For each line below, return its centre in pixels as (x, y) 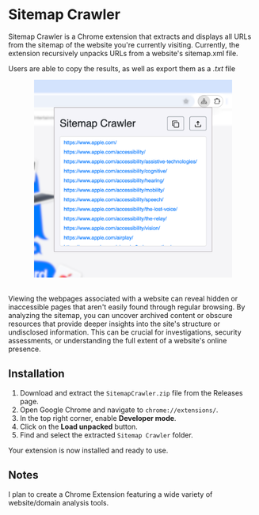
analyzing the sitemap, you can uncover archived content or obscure (120, 315)
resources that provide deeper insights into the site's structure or (114, 324)
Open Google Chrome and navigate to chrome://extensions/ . (119, 410)
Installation (36, 374)
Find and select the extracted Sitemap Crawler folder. (107, 435)
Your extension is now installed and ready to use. (88, 450)
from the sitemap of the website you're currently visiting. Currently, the (124, 44)
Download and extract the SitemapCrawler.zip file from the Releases (131, 392)
